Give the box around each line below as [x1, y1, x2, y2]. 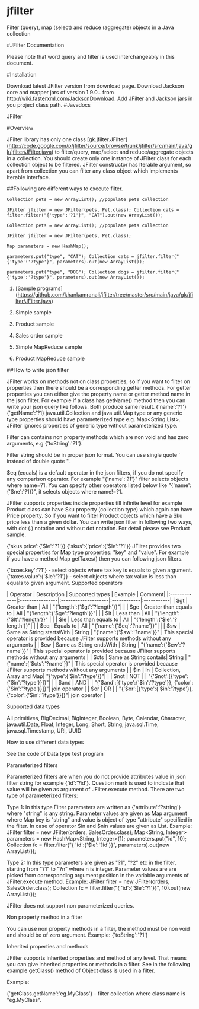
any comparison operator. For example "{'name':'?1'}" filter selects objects [7, 475, 189, 482]
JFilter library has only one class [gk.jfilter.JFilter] [7, 135, 128, 143]
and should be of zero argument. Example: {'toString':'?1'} [7, 931, 149, 938]
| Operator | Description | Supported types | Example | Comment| [7, 590, 166, 597]
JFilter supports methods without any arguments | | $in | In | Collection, [7, 666, 181, 673]
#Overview [7, 124, 34, 131]
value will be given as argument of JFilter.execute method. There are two [7, 785, 185, 792]
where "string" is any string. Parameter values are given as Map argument [7, 810, 187, 817]
